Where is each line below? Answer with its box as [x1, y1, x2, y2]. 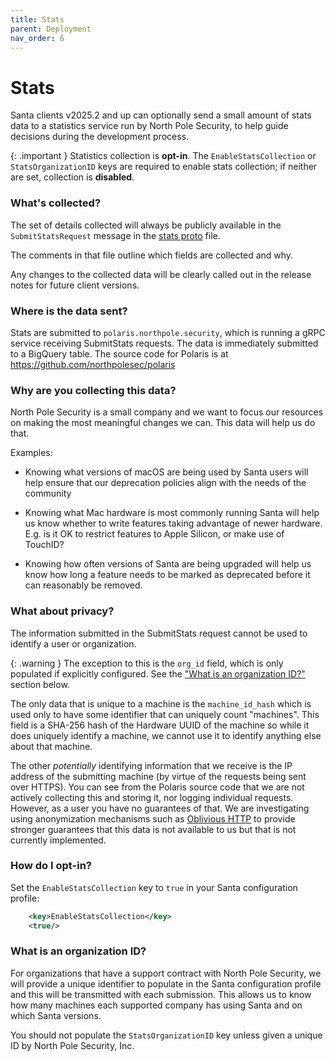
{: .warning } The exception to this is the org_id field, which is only [10, 657, 284, 669]
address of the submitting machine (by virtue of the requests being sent [10, 770, 307, 782]
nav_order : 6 [10, 33, 65, 43]
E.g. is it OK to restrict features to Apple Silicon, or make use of [24, 528, 285, 540]
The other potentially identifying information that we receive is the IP [10, 759, 293, 771]
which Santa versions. [10, 1009, 102, 1021]
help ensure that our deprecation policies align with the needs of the [24, 477, 307, 489]
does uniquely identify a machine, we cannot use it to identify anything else [10, 729, 322, 741]
